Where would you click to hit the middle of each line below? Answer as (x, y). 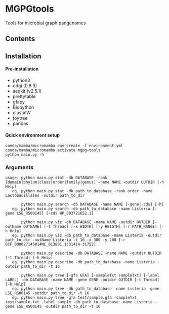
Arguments (19, 167)
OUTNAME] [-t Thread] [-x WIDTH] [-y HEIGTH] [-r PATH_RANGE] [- (94, 227)
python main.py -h (25, 155)
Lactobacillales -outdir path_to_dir (45, 196)
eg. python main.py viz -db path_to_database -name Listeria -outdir (87, 236)
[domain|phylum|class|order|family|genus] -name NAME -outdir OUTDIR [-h (85, 182)
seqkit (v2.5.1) (27, 91)
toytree (20, 118)
